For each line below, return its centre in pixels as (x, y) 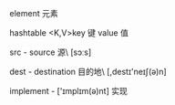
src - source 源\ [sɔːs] (51, 52)
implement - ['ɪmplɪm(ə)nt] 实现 (68, 91)
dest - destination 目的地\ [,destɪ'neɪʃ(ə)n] (88, 72)
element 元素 (34, 13)
